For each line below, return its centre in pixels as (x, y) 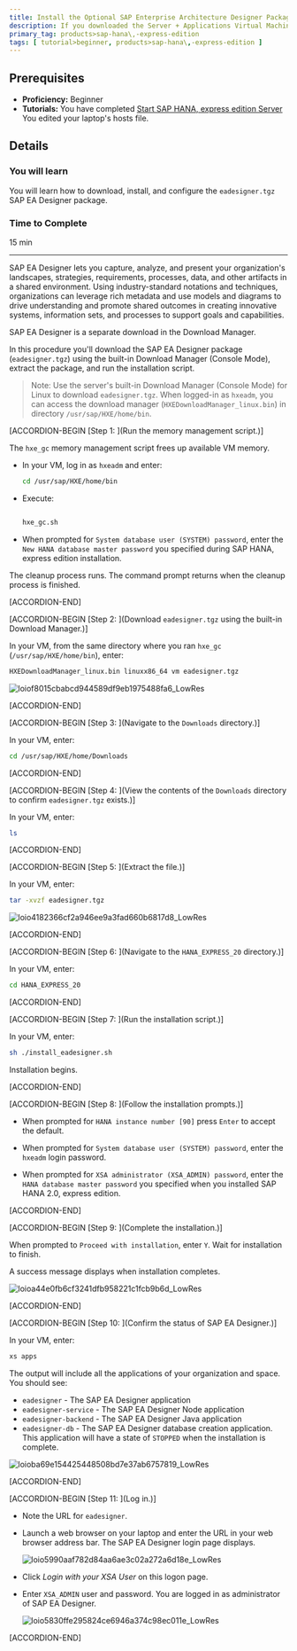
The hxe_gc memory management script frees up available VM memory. (139, 448)
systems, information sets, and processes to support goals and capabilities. (147, 315)
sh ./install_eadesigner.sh (61, 1053)
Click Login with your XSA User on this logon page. (115, 1577)
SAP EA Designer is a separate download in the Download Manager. (133, 333)
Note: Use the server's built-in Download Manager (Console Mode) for (159, 386)
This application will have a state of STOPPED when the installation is (144, 1437)
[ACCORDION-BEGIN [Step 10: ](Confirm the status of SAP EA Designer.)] (143, 1323)
